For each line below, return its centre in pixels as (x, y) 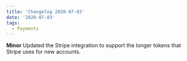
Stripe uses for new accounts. (43, 52)
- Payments (25, 28)
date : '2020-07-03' (31, 17)
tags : (13, 23)
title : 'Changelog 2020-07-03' (46, 12)
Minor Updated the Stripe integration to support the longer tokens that (94, 45)
